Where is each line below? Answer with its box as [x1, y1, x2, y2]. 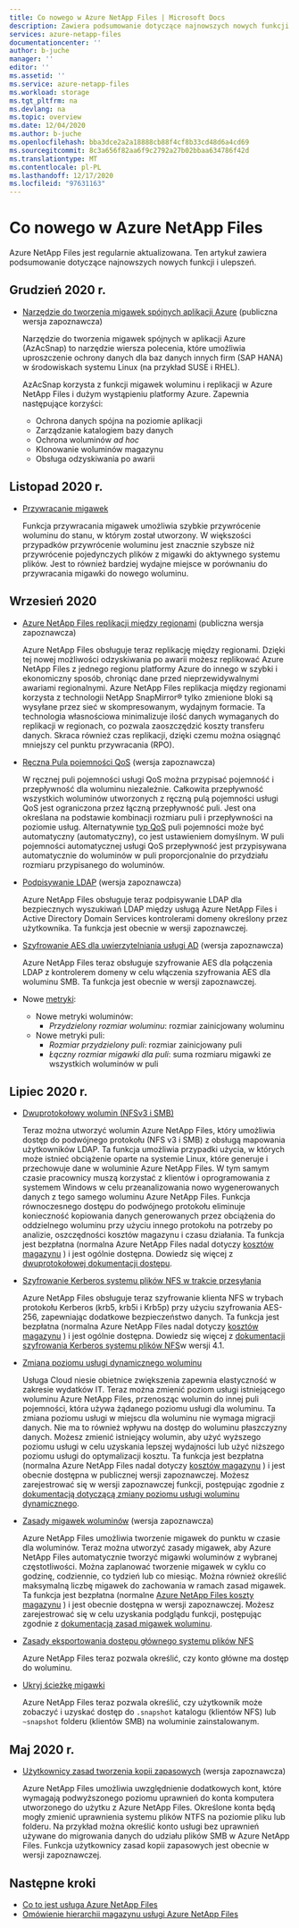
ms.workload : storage [9, 88, 90, 97]
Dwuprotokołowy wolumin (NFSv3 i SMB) [21, 1107, 174, 1118]
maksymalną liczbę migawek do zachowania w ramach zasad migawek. [21, 1580, 287, 1591]
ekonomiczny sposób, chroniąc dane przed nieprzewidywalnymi [21, 672, 259, 684]
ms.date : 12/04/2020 [9, 122, 87, 130]
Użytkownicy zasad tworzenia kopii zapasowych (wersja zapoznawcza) [21, 1766, 287, 1777]
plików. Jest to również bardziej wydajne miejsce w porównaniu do [21, 558, 268, 568]
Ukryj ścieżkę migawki [21, 1680, 105, 1690]
